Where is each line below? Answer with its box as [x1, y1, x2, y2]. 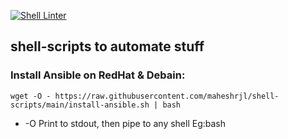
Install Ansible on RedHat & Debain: [10, 68, 186, 82]
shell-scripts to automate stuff [10, 38, 205, 55]
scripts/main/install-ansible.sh [10, 100, 150, 110]
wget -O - [10, 91, 52, 101]
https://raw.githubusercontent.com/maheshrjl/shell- [54, 91, 280, 101]
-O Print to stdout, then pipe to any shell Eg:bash [24, 117, 227, 129]
